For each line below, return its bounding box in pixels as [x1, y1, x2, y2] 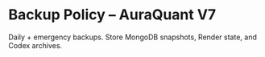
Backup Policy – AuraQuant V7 [8, 6, 217, 24]
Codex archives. [8, 40, 63, 50]
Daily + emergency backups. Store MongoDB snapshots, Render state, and [8, 32, 258, 42]
